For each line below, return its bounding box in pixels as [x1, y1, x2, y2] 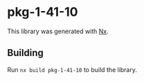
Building [7, 47, 44, 59]
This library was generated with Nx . [7, 27, 109, 35]
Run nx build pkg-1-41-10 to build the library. [7, 65, 137, 73]
